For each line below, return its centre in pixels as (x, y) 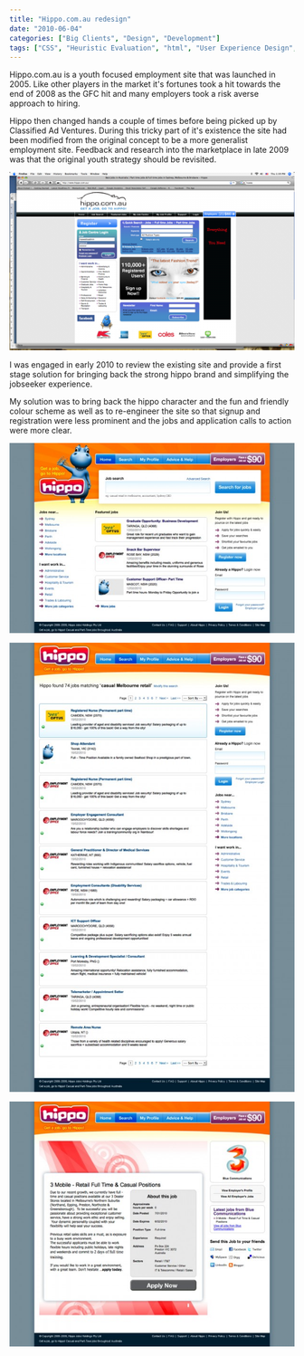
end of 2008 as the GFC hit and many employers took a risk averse (134, 94)
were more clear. (41, 431)
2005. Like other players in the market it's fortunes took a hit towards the (145, 84)
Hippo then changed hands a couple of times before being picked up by (143, 121)
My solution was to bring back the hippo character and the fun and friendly (149, 402)
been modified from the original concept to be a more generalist (129, 140)
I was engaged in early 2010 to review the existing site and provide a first (146, 365)
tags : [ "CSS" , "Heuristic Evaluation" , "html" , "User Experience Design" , (153, 48)
